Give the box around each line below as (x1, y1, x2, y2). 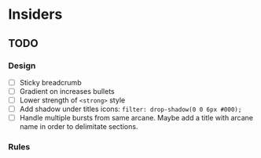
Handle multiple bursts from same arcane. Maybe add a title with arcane (19, 113, 254, 123)
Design (8, 60, 36, 71)
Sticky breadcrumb (19, 77, 82, 87)
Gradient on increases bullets (19, 86, 116, 95)
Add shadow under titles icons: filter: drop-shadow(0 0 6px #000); (19, 104, 242, 114)
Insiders (8, 5, 63, 23)
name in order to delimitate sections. (19, 122, 138, 131)
